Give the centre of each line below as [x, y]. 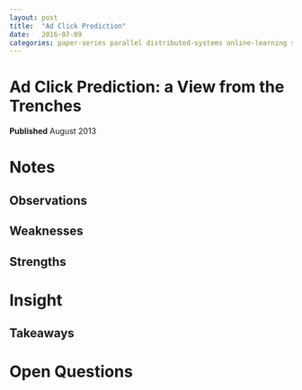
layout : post [34, 18]
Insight [36, 300]
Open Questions [71, 372]
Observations [49, 200]
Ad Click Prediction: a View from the [147, 87]
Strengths [38, 261]
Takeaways [42, 333]
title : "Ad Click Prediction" [68, 26]
